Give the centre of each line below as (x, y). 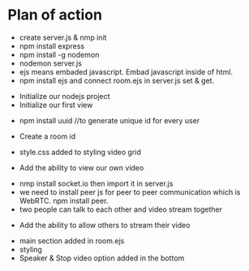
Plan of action (55, 15)
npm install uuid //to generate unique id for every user (109, 120)
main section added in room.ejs (72, 240)
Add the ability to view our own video (82, 167)
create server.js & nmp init (63, 37)
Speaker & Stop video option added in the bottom (102, 258)
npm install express (52, 45)
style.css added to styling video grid (80, 152)
